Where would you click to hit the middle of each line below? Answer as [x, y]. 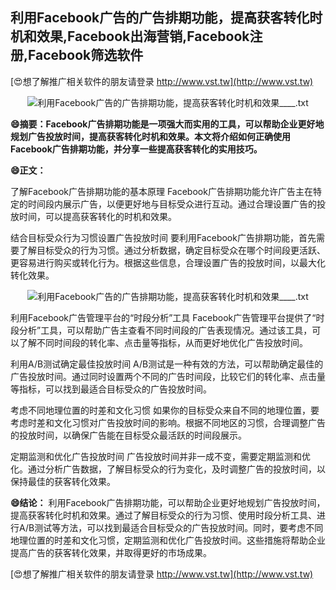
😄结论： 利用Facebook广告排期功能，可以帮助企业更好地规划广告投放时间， [168, 502]
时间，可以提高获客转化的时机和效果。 [97, 216]
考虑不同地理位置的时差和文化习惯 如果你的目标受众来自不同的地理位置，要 [165, 410]
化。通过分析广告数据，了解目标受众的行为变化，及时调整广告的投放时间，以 [168, 469]
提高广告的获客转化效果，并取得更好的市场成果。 [111, 552]
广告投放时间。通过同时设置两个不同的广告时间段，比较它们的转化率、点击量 [168, 376]
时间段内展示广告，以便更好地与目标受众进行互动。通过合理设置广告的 [172, 204]
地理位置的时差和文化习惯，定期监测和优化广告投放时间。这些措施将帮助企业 [168, 540]
